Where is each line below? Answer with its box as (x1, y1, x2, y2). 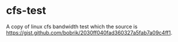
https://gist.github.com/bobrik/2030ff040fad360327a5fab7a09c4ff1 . (6, 29, 173, 36)
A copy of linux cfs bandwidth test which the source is (6, 23, 138, 30)
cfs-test (6, 4, 46, 17)
